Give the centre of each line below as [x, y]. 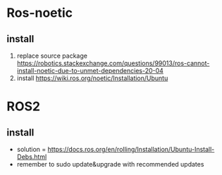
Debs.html [32, 157]
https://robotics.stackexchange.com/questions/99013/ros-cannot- [113, 63]
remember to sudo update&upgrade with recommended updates [110, 164]
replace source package [52, 56]
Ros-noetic [40, 13]
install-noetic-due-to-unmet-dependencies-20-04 [90, 71]
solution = [31, 149]
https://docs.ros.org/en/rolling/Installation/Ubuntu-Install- [131, 149]
